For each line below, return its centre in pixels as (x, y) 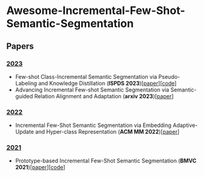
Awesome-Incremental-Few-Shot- (96, 11)
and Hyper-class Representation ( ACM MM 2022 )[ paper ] (107, 132)
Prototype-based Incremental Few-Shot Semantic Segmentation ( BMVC (106, 161)
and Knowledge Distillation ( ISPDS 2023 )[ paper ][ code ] (107, 83)
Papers (20, 46)
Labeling (26, 83)
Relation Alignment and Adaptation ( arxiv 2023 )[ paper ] (104, 96)
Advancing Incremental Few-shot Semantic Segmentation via (92, 90)
